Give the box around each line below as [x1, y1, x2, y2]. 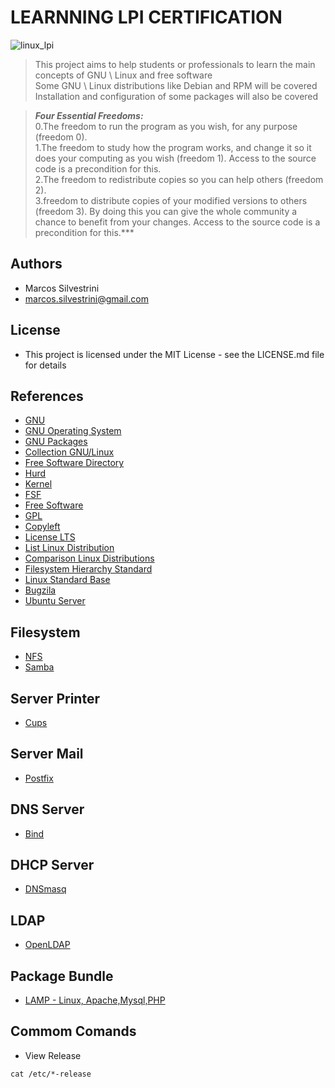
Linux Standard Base [24, 574, 111, 586]
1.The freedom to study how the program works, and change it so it [34, 141, 312, 153]
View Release [24, 1049, 82, 1061]
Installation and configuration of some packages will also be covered [34, 90, 319, 102]
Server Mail [10, 746, 84, 763]
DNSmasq [24, 883, 67, 895]
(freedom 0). [34, 131, 88, 143]
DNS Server [10, 801, 85, 818]
